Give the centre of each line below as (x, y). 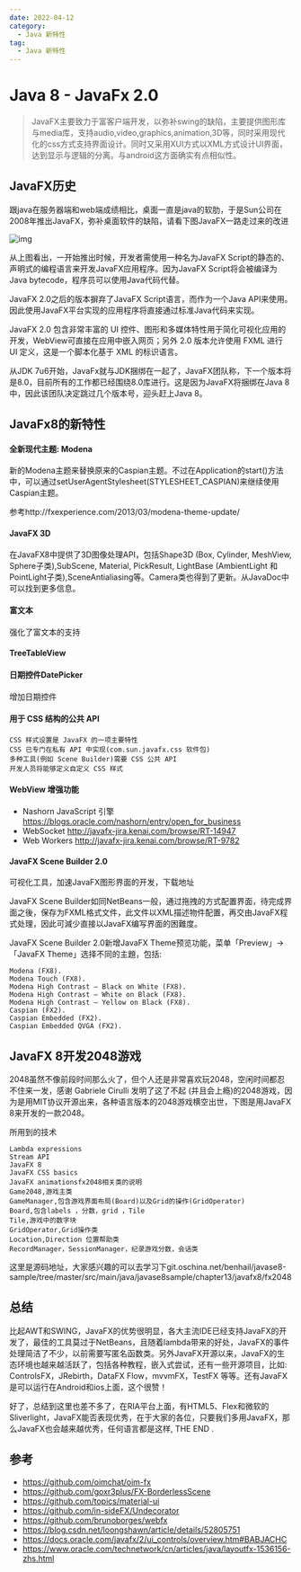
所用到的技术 (33, 1132)
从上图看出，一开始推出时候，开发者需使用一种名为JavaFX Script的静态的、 (149, 257)
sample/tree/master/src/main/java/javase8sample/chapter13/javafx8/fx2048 (150, 1277)
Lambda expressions (46, 1150)
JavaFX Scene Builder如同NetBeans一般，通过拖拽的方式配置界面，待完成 (147, 901)
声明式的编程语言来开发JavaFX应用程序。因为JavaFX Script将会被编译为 (144, 268)
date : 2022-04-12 (42, 18)
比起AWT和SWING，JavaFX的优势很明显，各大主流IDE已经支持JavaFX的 (144, 1330)
